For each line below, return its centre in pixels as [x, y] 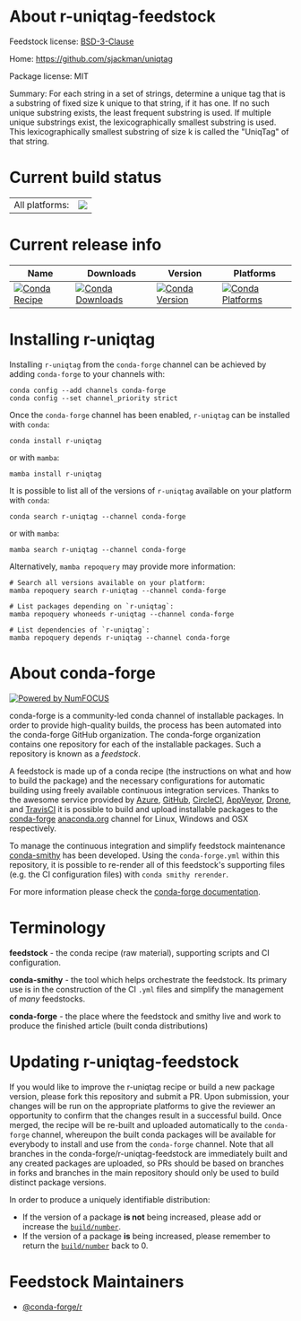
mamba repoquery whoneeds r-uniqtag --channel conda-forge [122, 614]
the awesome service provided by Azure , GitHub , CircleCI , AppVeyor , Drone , [150, 800]
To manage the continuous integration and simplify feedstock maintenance [147, 845]
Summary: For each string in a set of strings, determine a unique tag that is [147, 93]
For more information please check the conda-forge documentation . [135, 891]
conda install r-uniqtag [56, 441]
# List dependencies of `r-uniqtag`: [80, 630]
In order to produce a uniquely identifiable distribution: [110, 1199]
